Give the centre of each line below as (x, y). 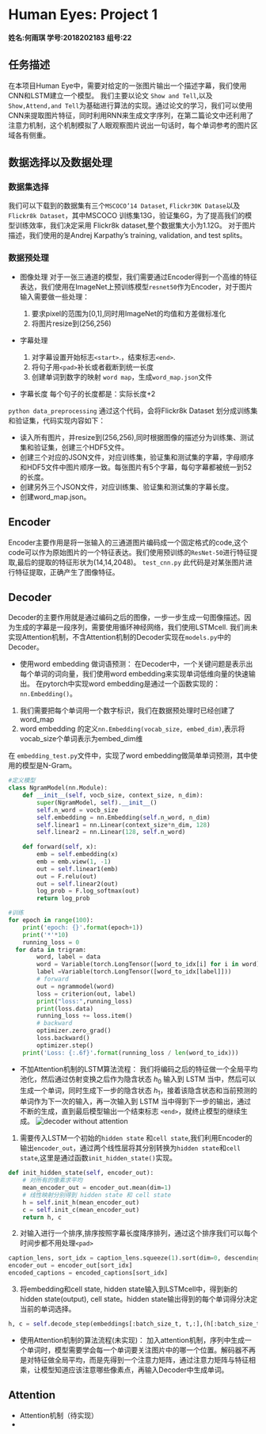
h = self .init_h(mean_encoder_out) (81, 1203)
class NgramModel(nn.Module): (58, 788)
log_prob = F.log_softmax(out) (88, 891)
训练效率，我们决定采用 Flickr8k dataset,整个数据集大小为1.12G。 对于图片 (135, 226)
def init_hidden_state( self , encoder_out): (81, 1173)
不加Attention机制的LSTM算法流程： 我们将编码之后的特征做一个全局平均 (139, 1069)
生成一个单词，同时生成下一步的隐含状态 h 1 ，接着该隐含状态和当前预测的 (138, 1091)
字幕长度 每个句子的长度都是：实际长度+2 (87, 393)
